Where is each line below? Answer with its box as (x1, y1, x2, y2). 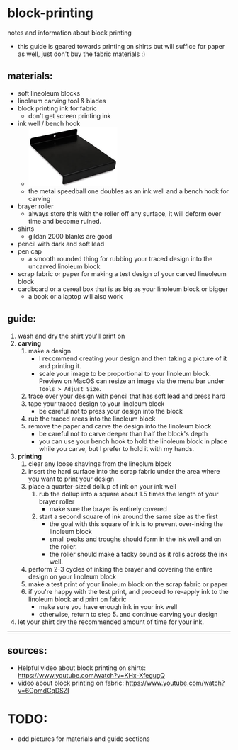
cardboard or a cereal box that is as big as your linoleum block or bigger (17, 285, 229, 293)
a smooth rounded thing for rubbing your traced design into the (28, 255, 213, 263)
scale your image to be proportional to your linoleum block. (38, 369, 211, 377)
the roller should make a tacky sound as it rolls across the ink (49, 550, 228, 558)
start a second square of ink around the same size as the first (38, 512, 218, 521)
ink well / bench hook (17, 119, 81, 127)
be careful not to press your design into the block (38, 407, 183, 415)
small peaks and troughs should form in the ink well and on (49, 535, 222, 543)
